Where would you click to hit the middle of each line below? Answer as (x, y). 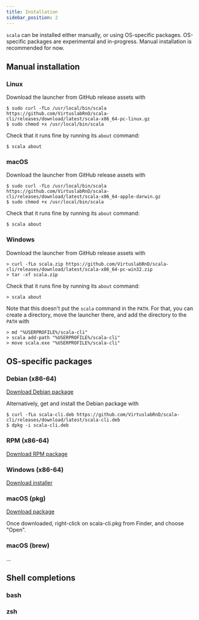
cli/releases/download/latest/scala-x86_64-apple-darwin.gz (84, 197)
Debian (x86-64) (31, 379)
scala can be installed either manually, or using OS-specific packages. (94, 35)
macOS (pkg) (26, 498)
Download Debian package (40, 392)
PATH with (18, 321)
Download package (31, 512)
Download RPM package (37, 454)
